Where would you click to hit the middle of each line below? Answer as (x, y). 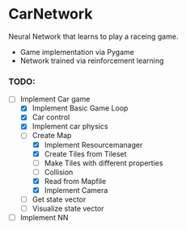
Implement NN (44, 218)
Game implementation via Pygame (77, 52)
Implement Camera (76, 190)
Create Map (52, 136)
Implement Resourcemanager (93, 144)
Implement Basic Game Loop (80, 108)
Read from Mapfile (75, 181)
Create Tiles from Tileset (85, 153)
